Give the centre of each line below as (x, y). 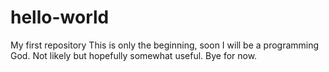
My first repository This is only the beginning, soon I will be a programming (165, 45)
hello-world (60, 17)
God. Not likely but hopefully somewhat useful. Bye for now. (134, 55)
